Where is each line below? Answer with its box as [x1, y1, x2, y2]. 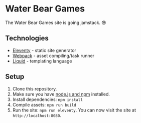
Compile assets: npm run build [12, 101, 76, 107]
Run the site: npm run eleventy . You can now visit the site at [12, 107, 136, 113]
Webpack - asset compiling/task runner [12, 52, 94, 58]
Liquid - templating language [12, 58, 72, 64]
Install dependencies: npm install [12, 96, 83, 102]
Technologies [5, 34, 49, 42]
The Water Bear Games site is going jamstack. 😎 [5, 19, 106, 25]
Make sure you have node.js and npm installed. [12, 91, 110, 97]
